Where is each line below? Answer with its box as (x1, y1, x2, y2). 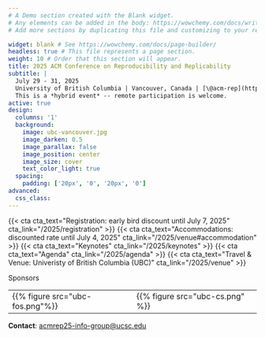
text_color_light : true (22, 165, 101, 173)
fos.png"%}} (12, 300, 58, 311)
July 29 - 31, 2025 (15, 76, 80, 85)
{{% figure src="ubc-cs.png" (136, 291, 245, 302)
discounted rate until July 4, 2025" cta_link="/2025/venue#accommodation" (8, 232, 257, 242)
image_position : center (22, 150, 101, 158)
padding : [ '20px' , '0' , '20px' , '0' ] (22, 180, 147, 188)
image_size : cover (22, 158, 83, 165)
